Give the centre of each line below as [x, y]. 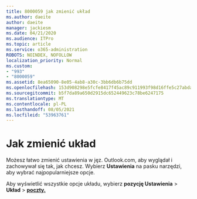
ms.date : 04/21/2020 [31, 33]
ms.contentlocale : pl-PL [36, 104]
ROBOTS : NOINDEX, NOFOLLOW [39, 55]
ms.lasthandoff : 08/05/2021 [40, 109]
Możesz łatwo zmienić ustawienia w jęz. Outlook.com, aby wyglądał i [89, 160]
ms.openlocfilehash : [31, 88]
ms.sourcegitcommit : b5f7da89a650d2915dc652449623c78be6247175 [85, 93]
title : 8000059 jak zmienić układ [48, 11]
